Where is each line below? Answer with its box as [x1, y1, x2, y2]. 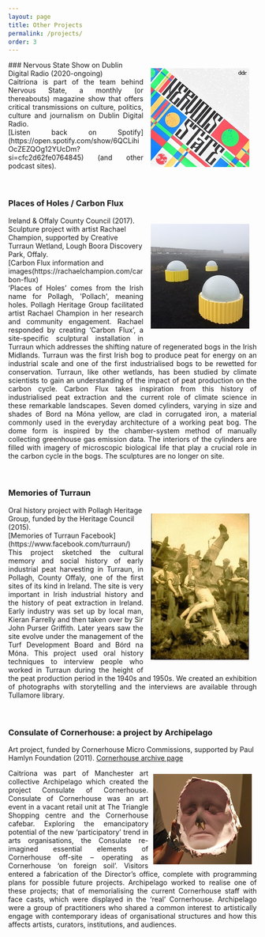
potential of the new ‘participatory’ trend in [8, 827, 148, 837]
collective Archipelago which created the [8, 777, 148, 787]
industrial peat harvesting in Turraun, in [8, 564, 144, 573]
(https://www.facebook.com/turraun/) [8, 538, 131, 549]
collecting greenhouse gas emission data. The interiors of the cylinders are [8, 434, 257, 444]
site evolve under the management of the [8, 631, 144, 640]
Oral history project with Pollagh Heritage [8, 505, 143, 515]
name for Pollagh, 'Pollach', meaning [8, 291, 144, 300]
